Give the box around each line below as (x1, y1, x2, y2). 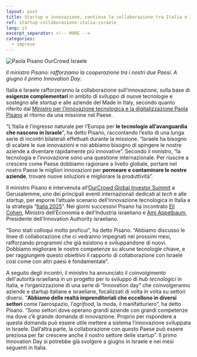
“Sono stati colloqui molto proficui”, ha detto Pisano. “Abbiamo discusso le (6, 227, 185, 234)
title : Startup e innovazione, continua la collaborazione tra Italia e (6, 14, 188, 20)
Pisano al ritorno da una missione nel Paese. (6, 111, 113, 118)
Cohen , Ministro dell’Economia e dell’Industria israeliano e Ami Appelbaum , (6, 209, 188, 216)
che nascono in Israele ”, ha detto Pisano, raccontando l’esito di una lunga (6, 129, 185, 136)
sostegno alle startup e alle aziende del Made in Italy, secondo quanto (6, 99, 175, 106)
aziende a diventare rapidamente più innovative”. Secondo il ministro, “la (6, 147, 181, 154)
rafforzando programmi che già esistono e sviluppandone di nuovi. (6, 239, 167, 246)
